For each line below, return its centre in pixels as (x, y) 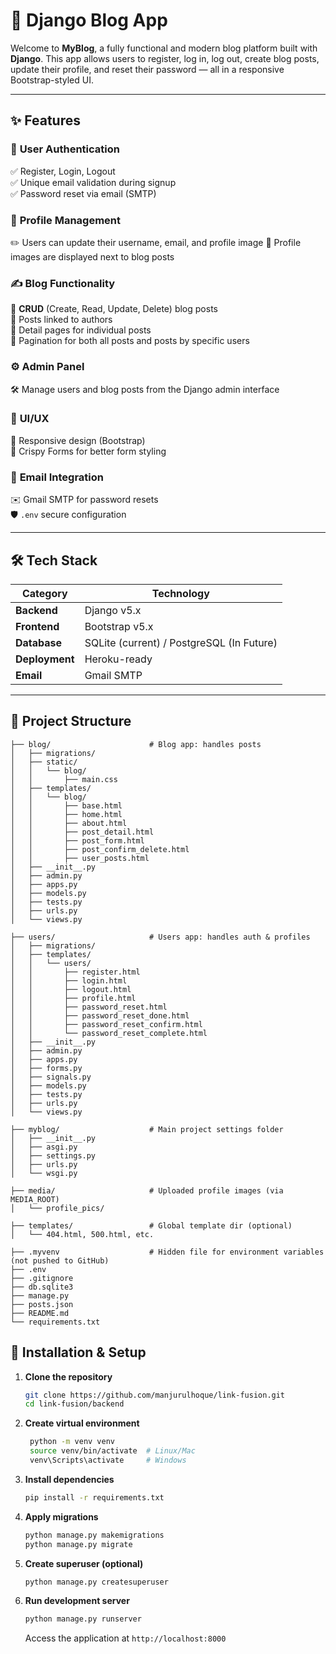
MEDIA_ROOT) (35, 1199)
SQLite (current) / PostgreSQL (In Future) (181, 642)
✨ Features (45, 120)
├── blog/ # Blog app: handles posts (136, 744)
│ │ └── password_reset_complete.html (109, 1033)
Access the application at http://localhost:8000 (125, 1638)
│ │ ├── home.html (66, 814)
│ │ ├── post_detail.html (82, 832)
